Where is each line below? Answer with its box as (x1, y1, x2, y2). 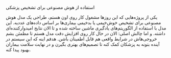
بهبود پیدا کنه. (6, 47, 31, 52)
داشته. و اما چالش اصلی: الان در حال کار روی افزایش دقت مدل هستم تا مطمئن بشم (6, 31, 165, 36)
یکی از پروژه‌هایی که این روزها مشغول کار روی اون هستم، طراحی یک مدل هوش (6, 14, 158, 20)
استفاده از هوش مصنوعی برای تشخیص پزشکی (6, 5, 95, 10)
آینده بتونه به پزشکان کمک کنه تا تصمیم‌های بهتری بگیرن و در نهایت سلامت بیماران (6, 41, 160, 47)
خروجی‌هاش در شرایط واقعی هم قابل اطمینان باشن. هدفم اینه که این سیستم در (6, 36, 157, 42)
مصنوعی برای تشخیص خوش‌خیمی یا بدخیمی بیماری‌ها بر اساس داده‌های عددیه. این (6, 20, 161, 25)
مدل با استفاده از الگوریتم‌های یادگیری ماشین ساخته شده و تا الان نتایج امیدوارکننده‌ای (6, 25, 166, 31)
